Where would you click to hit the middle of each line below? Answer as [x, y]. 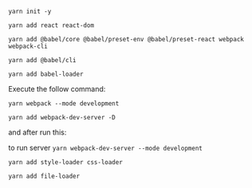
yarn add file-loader [44, 176]
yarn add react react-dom [51, 25]
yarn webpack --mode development [64, 104]
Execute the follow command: [57, 89]
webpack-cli [28, 46]
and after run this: [37, 132]
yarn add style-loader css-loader [66, 163]
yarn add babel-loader [46, 74]
